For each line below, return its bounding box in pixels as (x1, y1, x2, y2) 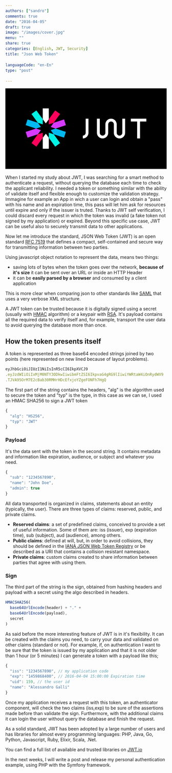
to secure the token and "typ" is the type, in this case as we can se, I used (5, 392, 162, 398)
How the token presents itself (5, 337, 101, 345)
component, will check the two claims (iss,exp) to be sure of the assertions (5, 705, 164, 711)
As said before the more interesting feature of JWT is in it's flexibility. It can (5, 630, 164, 637)
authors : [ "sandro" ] (5, 8, 50, 13)
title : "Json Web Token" (5, 51, 58, 56)
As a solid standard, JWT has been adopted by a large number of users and (5, 725, 165, 731)
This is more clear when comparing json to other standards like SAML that (5, 290, 162, 297)
